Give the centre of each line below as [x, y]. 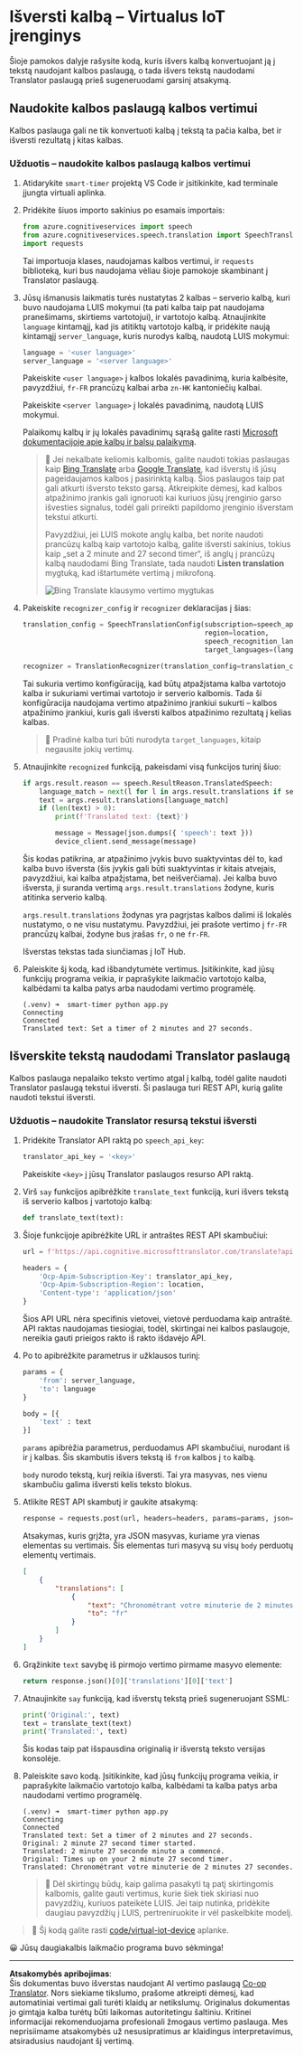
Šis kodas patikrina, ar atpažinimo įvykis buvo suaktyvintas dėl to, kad [152, 858]
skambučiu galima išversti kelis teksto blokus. [107, 1485]
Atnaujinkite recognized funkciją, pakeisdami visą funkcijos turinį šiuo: [151, 767]
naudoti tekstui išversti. [53, 1097]
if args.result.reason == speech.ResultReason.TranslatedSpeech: [147, 783]
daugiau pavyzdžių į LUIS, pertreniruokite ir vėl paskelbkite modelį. [169, 1913]
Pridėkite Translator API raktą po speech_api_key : [113, 1140]
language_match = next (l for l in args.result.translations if [161, 792]
